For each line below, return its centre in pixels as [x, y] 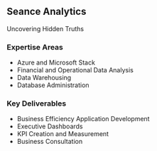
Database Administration [53, 85]
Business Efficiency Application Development [83, 119]
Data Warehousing [44, 78]
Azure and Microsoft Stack [56, 62]
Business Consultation [50, 142]
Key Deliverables [37, 104]
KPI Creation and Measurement [63, 134]
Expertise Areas [35, 47]
